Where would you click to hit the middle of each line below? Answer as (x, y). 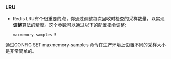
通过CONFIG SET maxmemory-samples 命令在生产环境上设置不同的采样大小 (86, 45)
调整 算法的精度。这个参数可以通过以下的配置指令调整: (69, 25)
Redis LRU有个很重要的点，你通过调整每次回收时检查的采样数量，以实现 (89, 19)
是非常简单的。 (21, 51)
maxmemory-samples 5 (35, 35)
